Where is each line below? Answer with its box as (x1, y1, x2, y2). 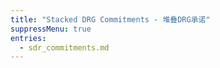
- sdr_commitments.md (19, 42, 110, 53)
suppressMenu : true (10, 24, 92, 34)
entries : (10, 33, 47, 43)
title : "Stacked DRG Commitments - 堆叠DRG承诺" (10, 14, 211, 25)
